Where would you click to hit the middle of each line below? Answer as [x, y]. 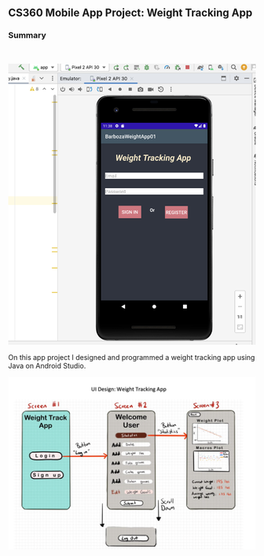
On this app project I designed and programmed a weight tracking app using [132, 357]
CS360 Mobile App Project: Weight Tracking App [130, 13]
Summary [27, 35]
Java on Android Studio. [47, 365]
